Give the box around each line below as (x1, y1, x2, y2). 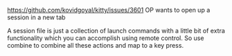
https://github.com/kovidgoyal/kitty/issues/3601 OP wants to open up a (7, 6, 211, 14)
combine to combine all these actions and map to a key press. (7, 41, 184, 49)
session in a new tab (7, 13, 66, 21)
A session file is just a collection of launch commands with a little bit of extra (7, 27, 225, 35)
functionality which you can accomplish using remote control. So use (7, 34, 204, 42)
